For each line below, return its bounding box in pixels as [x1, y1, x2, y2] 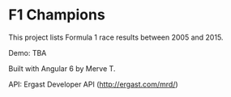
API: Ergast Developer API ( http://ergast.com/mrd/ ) [8, 79, 178, 89]
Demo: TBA [8, 48, 47, 57]
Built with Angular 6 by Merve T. [8, 63, 116, 74]
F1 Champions [8, 6, 105, 24]
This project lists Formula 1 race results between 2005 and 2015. [8, 32, 224, 42]
